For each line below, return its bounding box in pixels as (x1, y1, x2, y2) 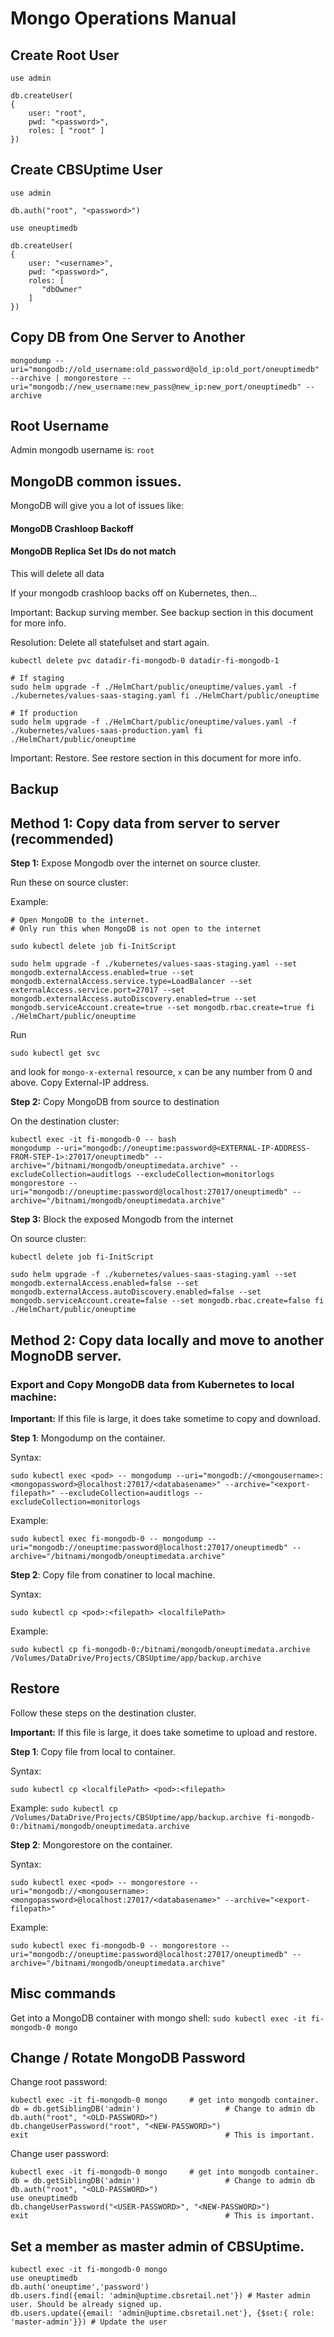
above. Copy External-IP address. (10, 1077, 150, 1089)
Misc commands (10, 1985, 117, 2002)
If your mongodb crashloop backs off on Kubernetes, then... (10, 587, 258, 599)
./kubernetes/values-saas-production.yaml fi (10, 726, 203, 736)
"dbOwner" (41, 284, 83, 294)
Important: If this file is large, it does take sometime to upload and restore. (10, 1726, 318, 1738)
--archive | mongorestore (10, 373, 118, 383)
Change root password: (10, 2076, 108, 2088)
